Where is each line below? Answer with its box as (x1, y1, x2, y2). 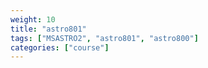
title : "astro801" (10, 24, 87, 34)
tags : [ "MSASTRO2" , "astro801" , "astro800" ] (10, 33, 199, 43)
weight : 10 (10, 14, 56, 25)
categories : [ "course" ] (10, 42, 110, 53)
